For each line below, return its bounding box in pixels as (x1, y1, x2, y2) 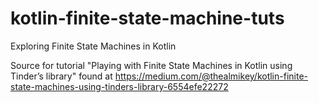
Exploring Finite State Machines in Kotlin (10, 40, 177, 52)
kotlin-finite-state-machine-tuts (10, 7, 285, 30)
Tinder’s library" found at (10, 70, 113, 82)
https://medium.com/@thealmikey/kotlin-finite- (114, 70, 309, 82)
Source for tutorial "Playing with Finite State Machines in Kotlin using (10, 59, 293, 71)
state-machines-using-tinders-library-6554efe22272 (10, 80, 229, 92)
